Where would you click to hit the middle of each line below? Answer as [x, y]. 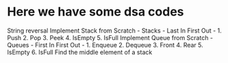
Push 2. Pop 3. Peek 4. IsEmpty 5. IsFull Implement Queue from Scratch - [110, 37]
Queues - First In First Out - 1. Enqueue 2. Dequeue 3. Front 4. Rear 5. [105, 45]
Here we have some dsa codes [96, 12]
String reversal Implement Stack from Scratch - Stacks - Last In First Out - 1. [115, 30]
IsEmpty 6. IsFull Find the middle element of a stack [80, 52]
